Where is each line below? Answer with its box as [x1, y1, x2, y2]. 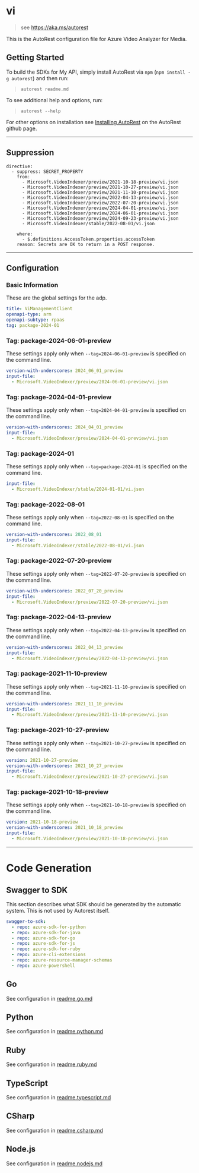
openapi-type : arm [6, 311, 52, 317]
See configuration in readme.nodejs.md [6, 1160, 102, 1167]
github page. [6, 125, 37, 132]
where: [17, 231, 33, 237]
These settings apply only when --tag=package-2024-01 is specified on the [6, 462, 188, 470]
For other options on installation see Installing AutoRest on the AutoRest [6, 118, 181, 125]
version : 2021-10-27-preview [6, 757, 78, 763]
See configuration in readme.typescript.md [6, 1094, 111, 1101]
